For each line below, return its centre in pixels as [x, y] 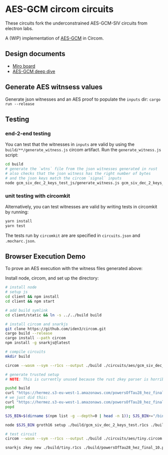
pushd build [17, 388]
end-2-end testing [28, 133]
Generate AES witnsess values [54, 87]
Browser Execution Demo [45, 257]
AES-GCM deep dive [34, 71]
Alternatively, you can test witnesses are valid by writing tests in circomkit [81, 206]
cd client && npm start [30, 302]
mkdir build [17, 356]
